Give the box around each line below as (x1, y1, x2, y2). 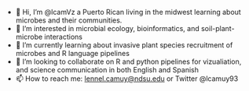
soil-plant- (200, 24, 235, 33)
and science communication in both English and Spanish (15, 65, 199, 74)
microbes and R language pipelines (15, 49, 130, 58)
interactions (44, 32, 82, 41)
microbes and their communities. (15, 16, 123, 25)
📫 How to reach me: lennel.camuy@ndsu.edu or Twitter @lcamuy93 (15, 74, 239, 83)
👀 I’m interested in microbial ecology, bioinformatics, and (15, 24, 200, 33)
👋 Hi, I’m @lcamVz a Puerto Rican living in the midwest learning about (15, 8, 241, 16)
